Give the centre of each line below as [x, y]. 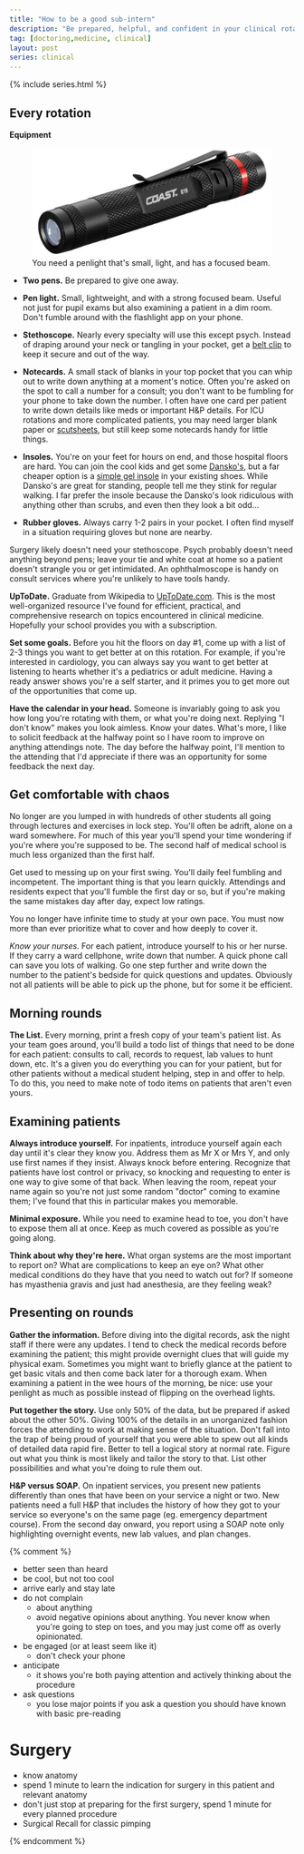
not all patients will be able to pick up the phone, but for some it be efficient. [151, 985]
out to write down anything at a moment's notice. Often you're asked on [157, 381]
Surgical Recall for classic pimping [86, 1823]
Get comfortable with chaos [90, 795]
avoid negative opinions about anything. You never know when [153, 1617]
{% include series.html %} [58, 84]
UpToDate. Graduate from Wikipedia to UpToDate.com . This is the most [142, 596]
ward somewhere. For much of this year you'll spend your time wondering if [151, 835]
